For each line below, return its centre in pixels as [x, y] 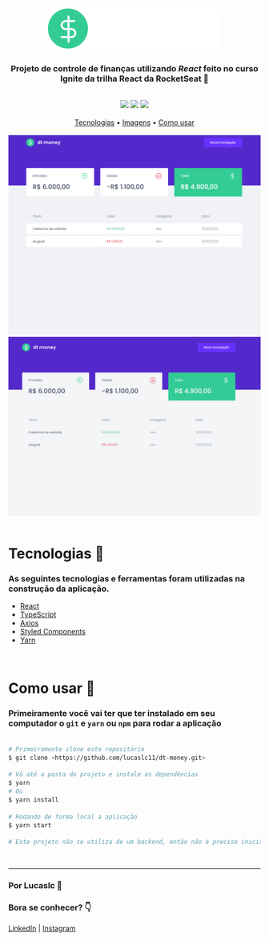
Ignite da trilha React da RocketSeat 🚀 [134, 78]
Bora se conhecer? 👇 [50, 907]
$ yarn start [30, 825]
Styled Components [53, 632]
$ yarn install [34, 800]
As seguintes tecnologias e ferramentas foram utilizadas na [127, 579]
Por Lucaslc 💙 [35, 886]
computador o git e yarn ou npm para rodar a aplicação [115, 723]
